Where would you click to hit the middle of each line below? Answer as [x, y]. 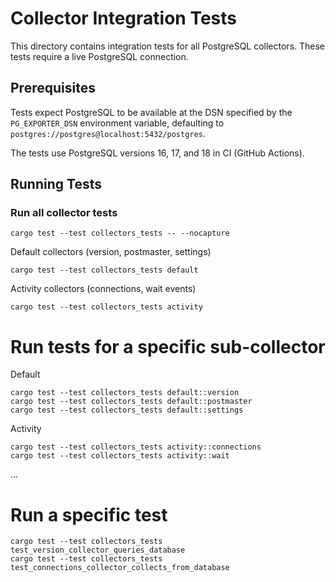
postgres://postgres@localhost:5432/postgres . [108, 133]
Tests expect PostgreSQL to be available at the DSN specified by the [151, 112]
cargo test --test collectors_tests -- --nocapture [120, 233]
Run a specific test [89, 514]
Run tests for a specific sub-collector [168, 346]
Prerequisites [53, 88]
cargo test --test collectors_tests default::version [125, 393]
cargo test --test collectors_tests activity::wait [120, 456]
